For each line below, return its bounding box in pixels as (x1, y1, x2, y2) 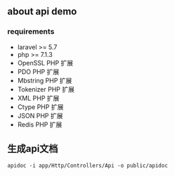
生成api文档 (7, 143, 58, 155)
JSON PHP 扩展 (17, 111, 63, 120)
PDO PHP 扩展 (17, 67, 60, 76)
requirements (7, 27, 55, 37)
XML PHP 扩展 (17, 94, 60, 102)
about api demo (7, 6, 77, 18)
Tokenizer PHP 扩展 (17, 84, 75, 94)
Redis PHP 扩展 (17, 120, 63, 129)
